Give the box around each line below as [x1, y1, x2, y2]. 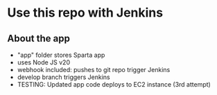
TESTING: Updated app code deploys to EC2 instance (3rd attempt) [17, 80, 211, 88]
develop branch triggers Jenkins [17, 73, 110, 81]
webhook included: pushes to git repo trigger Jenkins [17, 66, 171, 74]
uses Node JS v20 [17, 58, 71, 67]
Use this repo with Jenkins [7, 5, 164, 21]
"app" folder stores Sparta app [17, 51, 105, 59]
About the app [7, 33, 71, 44]
